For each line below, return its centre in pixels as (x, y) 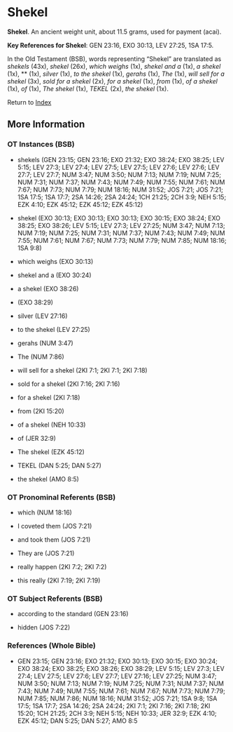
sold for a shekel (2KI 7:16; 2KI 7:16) (69, 384)
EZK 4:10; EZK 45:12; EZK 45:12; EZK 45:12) (80, 204)
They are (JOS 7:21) (46, 553)
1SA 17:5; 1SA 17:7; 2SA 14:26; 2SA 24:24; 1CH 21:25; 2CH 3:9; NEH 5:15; (122, 197)
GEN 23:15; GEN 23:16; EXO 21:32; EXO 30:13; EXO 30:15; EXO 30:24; (118, 661)
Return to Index (29, 102)
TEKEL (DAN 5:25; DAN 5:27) (59, 465)
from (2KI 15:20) (41, 411)
